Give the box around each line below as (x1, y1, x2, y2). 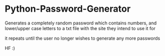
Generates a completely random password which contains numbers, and (5, 20, 157, 26)
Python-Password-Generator (5, 3, 131, 15)
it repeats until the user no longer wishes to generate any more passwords (5, 35, 160, 41)
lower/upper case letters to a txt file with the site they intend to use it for (5, 25, 156, 31)
